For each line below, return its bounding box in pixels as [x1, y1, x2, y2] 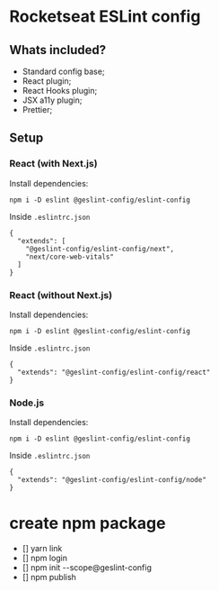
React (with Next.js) [9, 158, 98, 170]
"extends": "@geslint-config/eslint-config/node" [17, 476, 206, 485]
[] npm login [22, 552, 68, 564]
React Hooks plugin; [22, 86, 98, 95]
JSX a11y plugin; [22, 95, 83, 105]
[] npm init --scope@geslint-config [22, 562, 153, 573]
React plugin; [22, 76, 72, 86]
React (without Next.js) [9, 288, 113, 301]
